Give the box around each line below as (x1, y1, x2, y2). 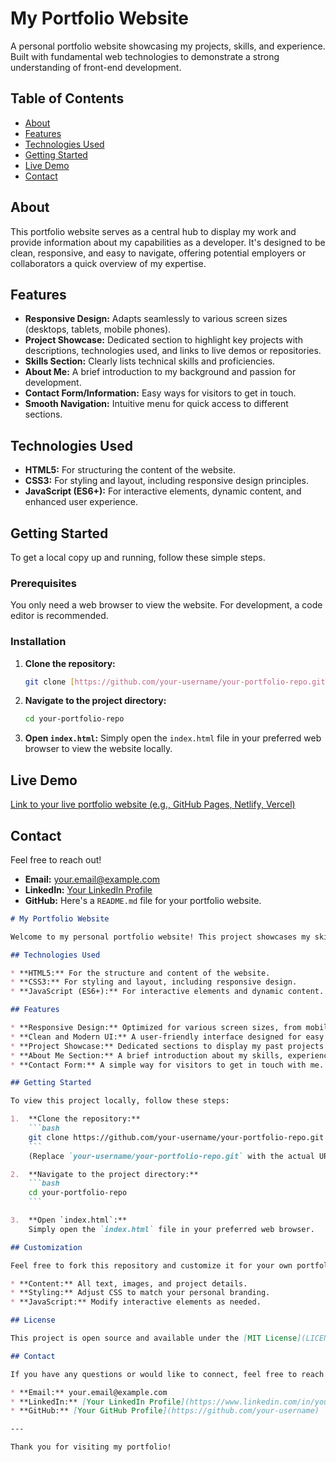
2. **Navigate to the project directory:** (10, 1169, 199, 1179)
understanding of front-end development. (10, 61, 182, 73)
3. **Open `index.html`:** (10, 1215, 128, 1226)
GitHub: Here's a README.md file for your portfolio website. (24, 894, 262, 906)
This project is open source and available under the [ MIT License (10, 1333, 298, 1344)
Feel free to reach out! (10, 853, 102, 866)
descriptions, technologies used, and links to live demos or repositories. (24, 345, 322, 357)
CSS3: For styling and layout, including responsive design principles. (24, 475, 309, 487)
